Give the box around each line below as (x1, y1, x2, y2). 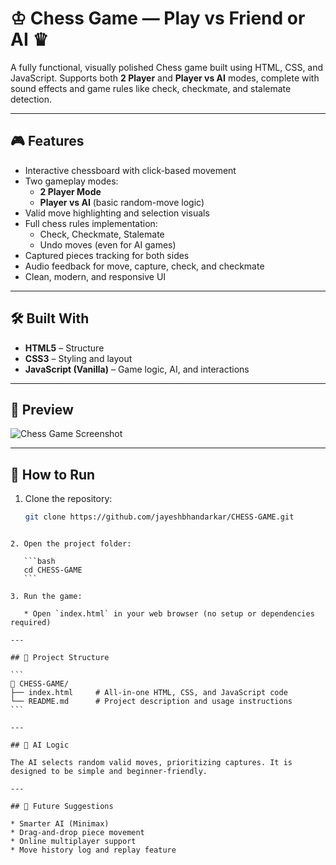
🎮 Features (10, 133, 85, 150)
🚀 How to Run (10, 466, 96, 483)
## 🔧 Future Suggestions (10, 802, 114, 812)
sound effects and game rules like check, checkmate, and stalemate (10, 82, 292, 94)
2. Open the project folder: (10, 539, 132, 549)
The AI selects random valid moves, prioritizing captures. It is (10, 758, 293, 768)
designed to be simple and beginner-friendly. (10, 767, 208, 777)
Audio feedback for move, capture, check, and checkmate (24, 260, 265, 272)
